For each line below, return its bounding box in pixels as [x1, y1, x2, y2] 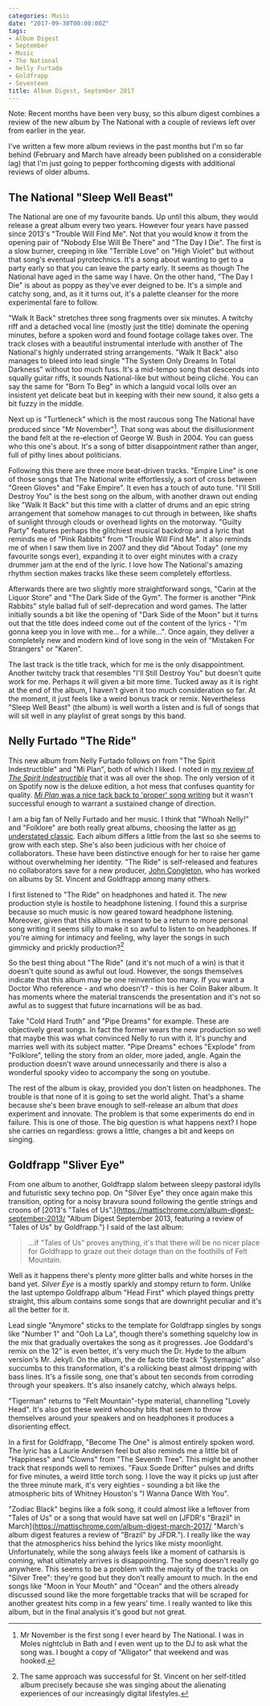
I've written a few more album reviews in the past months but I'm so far [8, 142, 243, 152]
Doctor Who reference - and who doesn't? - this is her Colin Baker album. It [8, 984, 259, 994]
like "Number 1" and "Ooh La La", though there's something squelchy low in [8, 1329, 259, 1339]
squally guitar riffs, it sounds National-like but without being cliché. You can [8, 373, 259, 383]
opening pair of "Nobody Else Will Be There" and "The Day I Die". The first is [8, 238, 262, 247]
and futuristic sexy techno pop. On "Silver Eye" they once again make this [8, 1188, 253, 1198]
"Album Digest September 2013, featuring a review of [67, 1214, 243, 1223]
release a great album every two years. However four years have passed [8, 221, 249, 230]
